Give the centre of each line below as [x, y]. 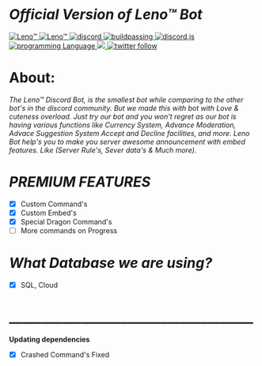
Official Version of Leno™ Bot [106, 15]
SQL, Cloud [39, 285]
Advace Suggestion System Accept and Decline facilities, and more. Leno [129, 133]
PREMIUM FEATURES [80, 182]
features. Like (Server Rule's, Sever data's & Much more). [103, 150]
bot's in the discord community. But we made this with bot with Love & [124, 108]
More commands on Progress [69, 230]
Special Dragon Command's [66, 221]
